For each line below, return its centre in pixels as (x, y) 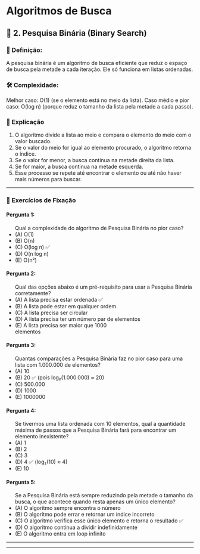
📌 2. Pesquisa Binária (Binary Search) (76, 33)
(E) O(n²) (26, 260)
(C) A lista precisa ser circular (51, 312)
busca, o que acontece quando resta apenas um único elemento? (95, 502)
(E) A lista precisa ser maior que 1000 (61, 325)
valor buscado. (33, 141)
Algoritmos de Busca (59, 11)
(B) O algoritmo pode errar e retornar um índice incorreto (85, 515)
